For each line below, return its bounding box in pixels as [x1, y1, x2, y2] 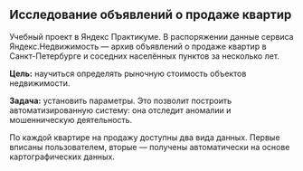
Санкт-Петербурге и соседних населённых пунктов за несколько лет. [9, 50, 280, 62]
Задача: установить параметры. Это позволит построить [9, 95, 232, 106]
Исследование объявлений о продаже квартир [9, 7, 292, 23]
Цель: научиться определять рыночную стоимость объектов [9, 68, 247, 79]
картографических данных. [9, 151, 116, 162]
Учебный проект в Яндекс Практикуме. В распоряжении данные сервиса [9, 31, 294, 42]
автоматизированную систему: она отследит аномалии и [9, 104, 232, 116]
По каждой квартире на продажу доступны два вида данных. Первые [9, 131, 280, 143]
